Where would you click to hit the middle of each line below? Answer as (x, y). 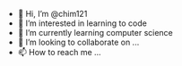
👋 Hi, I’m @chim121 (52, 14)
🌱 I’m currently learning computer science (95, 33)
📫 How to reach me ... (59, 52)
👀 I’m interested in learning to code (82, 23)
